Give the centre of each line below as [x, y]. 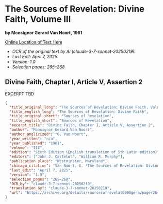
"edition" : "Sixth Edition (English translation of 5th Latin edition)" [84, 152]
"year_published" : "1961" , [37, 143]
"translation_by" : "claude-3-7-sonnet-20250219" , [60, 188]
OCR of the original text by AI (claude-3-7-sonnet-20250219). [74, 51]
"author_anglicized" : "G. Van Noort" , [49, 134]
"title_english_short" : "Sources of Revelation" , [60, 121]
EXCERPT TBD [20, 94]
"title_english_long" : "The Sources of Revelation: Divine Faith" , [79, 112]
